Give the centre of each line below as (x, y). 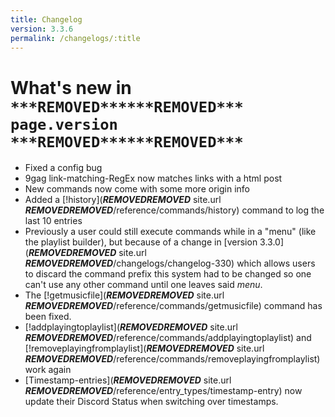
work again (48, 370)
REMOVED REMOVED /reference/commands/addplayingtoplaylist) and (168, 338)
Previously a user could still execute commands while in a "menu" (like (170, 232)
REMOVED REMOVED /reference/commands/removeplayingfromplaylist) (172, 359)
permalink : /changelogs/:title (75, 38)
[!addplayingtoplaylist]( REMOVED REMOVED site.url (131, 327)
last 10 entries (53, 221)
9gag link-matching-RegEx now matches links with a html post (153, 178)
